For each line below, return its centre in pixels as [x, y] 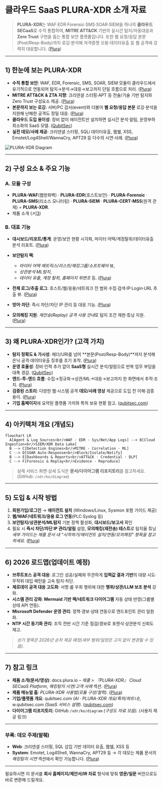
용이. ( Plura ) [24, 397]
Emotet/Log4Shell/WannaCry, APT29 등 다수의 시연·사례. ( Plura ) [75, 137]
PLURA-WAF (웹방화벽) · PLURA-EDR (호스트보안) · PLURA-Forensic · [80, 195]
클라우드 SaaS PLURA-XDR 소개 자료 [76, 10]
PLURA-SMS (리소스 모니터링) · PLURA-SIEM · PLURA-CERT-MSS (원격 [82, 201]
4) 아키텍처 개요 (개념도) [40, 424]
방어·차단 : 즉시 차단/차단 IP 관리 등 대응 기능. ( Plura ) [61, 305]
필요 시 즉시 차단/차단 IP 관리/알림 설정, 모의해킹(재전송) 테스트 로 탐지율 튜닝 [84, 529]
